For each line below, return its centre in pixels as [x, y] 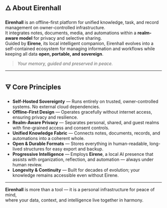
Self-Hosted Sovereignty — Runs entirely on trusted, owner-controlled [85, 101]
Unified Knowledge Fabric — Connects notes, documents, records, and [86, 133]
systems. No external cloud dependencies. [56, 106]
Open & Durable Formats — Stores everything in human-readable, [80, 143]
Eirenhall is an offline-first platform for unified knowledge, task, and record [82, 22]
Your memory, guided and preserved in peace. [65, 64]
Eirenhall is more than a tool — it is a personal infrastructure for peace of [80, 189]
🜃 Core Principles [33, 87]
